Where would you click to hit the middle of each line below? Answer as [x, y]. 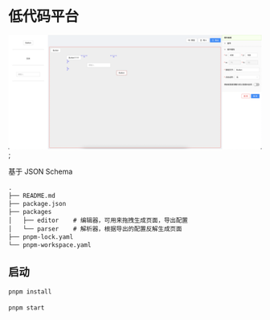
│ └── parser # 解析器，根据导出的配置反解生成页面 [95, 229]
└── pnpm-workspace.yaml [50, 245]
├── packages [30, 212]
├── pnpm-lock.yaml [41, 237]
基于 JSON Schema [41, 172]
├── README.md [32, 196]
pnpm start [27, 308]
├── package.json [37, 204]
